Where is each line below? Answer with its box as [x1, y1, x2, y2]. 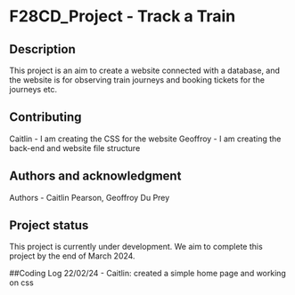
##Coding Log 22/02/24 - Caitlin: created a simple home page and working [9, 268, 287, 279]
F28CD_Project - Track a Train [9, 6, 236, 27]
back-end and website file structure [9, 142, 141, 153]
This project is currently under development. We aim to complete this [9, 242, 263, 252]
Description [9, 42, 76, 57]
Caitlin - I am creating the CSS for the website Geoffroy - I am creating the [9, 133, 282, 144]
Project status [9, 218, 89, 233]
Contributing [9, 109, 82, 125]
